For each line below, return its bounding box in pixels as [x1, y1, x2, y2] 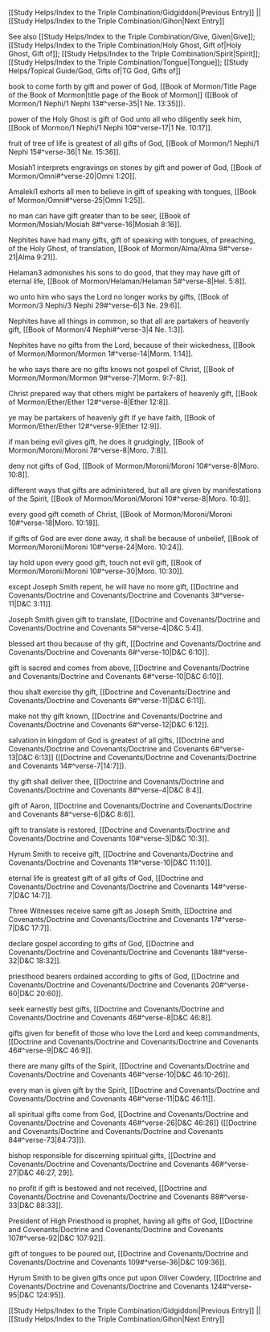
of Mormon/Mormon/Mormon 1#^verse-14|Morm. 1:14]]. [8, 349, 193, 358]
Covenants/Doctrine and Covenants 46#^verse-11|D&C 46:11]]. [8, 1094, 215, 1103]
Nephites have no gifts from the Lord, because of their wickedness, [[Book [8, 341, 256, 350]
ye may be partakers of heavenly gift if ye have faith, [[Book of [8, 413, 215, 422]
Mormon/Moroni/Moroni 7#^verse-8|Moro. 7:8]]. [8, 445, 169, 455]
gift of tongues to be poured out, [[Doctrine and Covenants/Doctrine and [8, 1249, 249, 1258]
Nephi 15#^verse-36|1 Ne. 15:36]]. [8, 147, 121, 156]
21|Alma [8, 252, 35, 262]
